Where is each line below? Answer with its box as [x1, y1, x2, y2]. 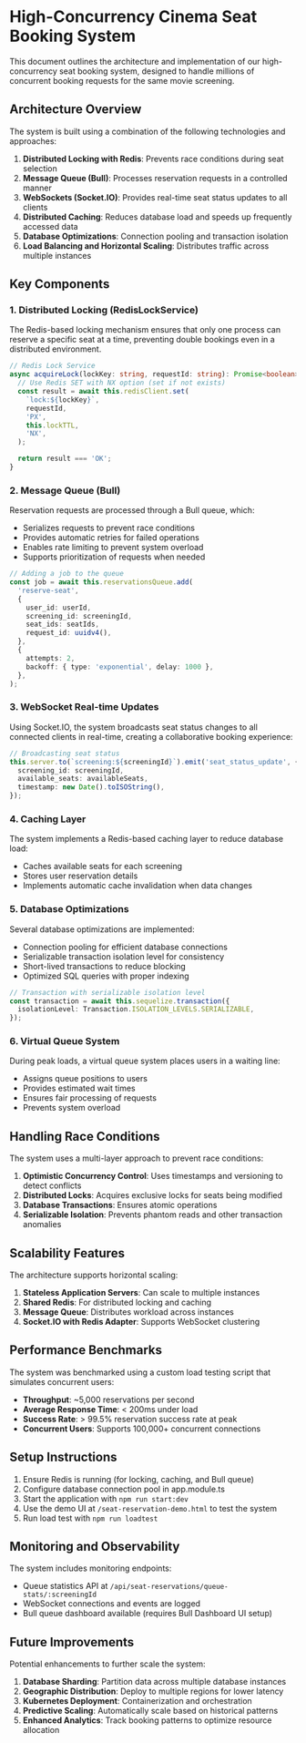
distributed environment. [9, 343, 102, 354]
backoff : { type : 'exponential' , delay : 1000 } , [25, 662, 214, 672]
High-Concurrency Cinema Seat [9, 6, 258, 27]
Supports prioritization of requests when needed [22, 551, 206, 562]
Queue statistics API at [22, 1581, 108, 1592]
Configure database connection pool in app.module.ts [22, 1483, 226, 1494]
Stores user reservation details [22, 870, 138, 881]
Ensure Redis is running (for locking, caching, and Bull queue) [22, 1473, 255, 1484]
